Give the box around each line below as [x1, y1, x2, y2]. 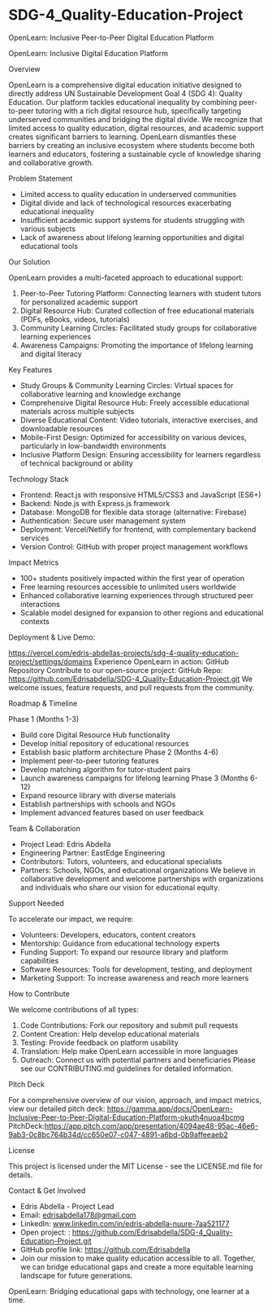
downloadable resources [19, 423, 104, 433]
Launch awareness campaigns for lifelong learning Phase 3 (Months [19, 773, 249, 783]
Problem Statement [8, 173, 73, 183]
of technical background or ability [19, 458, 134, 468]
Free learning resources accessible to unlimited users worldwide [19, 582, 237, 592]
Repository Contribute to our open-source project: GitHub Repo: [8, 665, 223, 675]
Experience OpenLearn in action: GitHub [93, 657, 229, 666]
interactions [19, 599, 61, 609]
